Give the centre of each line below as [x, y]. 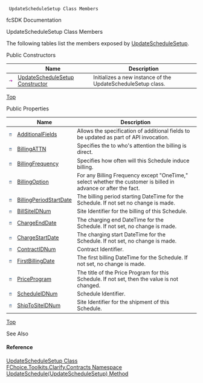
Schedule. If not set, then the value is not [127, 279]
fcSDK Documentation [34, 20]
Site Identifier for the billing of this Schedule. [132, 211]
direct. [85, 152]
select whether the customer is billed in [126, 182]
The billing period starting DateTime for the [130, 196]
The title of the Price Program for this [123, 272]
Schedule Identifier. [101, 293]
